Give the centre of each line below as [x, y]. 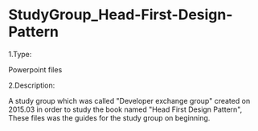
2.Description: [32, 85]
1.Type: [20, 54]
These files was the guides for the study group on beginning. [109, 117]
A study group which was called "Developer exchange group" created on [129, 100]
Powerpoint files [35, 69]
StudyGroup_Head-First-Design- [121, 15]
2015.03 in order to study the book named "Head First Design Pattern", [125, 109]
